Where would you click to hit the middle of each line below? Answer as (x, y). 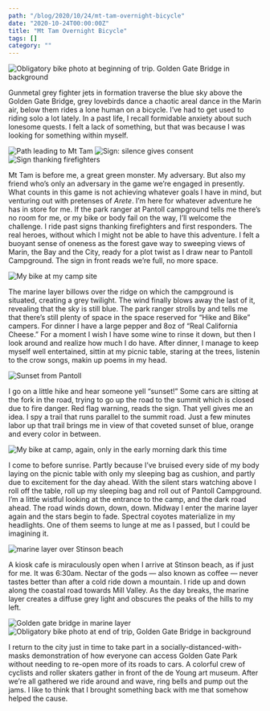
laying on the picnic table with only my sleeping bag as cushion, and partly (132, 474)
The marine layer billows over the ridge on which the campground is (121, 292)
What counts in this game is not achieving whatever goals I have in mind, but (135, 192)
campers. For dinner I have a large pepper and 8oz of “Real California (123, 326)
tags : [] (23, 38)
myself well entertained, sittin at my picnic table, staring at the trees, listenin (134, 351)
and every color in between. (55, 434)
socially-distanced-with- (201, 647)
